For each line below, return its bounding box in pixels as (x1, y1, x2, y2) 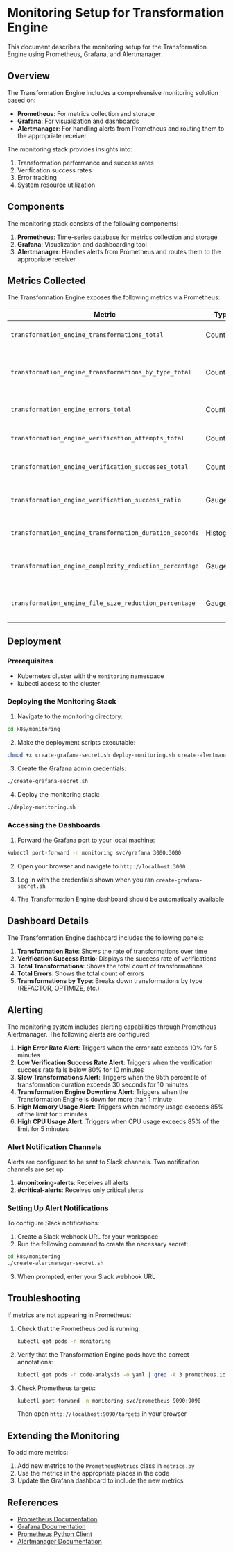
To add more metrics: (7, 1448, 69, 1457)
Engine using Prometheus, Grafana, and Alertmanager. (7, 50, 163, 58)
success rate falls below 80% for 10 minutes (17, 1065, 144, 1074)
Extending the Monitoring (7, 1430, 120, 1442)
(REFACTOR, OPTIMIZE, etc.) (17, 984, 100, 992)
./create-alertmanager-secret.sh (7, 1260, 104, 1267)
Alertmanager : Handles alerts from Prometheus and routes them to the (17, 247, 221, 256)
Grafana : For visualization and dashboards (17, 117, 139, 125)
